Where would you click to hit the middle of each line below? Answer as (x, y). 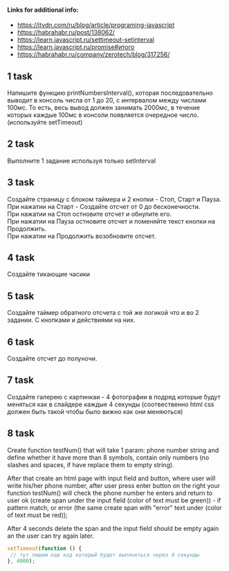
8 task (21, 434)
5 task (21, 296)
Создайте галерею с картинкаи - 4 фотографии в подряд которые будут (114, 397)
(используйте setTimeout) (45, 123)
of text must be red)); (37, 515)
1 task (20, 76)
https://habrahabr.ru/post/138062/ (66, 33)
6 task (21, 342)
